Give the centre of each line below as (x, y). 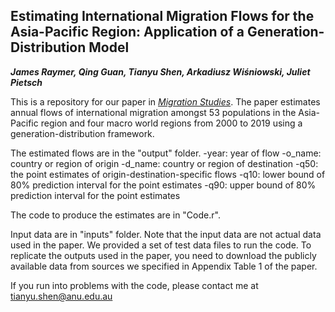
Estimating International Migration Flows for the (162, 16)
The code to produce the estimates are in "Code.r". (115, 215)
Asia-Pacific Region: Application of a (127, 32)
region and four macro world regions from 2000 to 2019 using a (171, 123)
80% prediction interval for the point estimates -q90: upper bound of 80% (163, 185)
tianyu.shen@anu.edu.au (61, 296)
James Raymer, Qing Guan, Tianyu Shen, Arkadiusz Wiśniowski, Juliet (160, 71)
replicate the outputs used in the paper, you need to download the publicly (163, 255)
